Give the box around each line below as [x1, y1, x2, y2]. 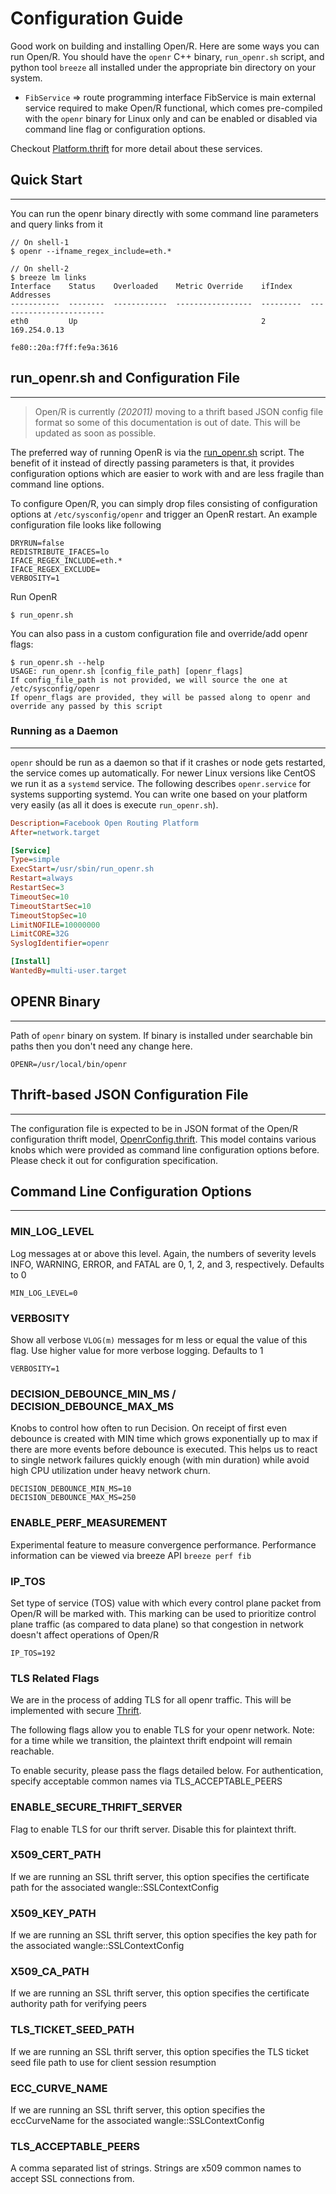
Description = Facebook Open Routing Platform [10, 818, 199, 828]
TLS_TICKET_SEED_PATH [10, 2023, 135, 2037]
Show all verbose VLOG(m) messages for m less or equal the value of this [10, 1334, 308, 1346]
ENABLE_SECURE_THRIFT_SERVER [10, 1800, 183, 1814]
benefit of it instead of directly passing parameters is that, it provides [10, 457, 295, 469]
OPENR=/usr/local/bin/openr [10, 1059, 128, 1069]
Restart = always [10, 873, 74, 884]
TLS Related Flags [10, 1671, 100, 1685]
